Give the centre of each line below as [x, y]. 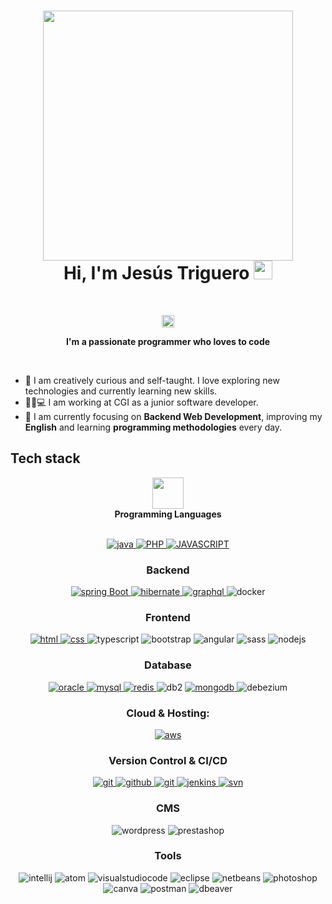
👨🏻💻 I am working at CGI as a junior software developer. [141, 402]
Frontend [168, 617]
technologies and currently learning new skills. [121, 391]
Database [168, 665]
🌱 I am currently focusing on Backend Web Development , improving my [173, 416]
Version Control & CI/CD [168, 760]
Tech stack [45, 458]
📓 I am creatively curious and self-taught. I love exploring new [152, 380]
